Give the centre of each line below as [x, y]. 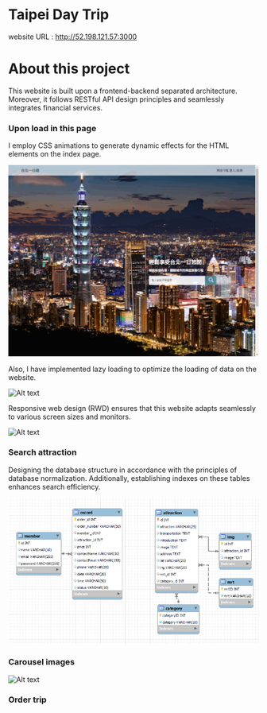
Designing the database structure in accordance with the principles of [122, 470]
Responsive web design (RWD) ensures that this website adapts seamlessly [132, 408]
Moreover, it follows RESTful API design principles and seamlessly [116, 99]
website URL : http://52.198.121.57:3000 [73, 37]
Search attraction [43, 452]
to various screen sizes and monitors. [70, 417]
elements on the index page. [55, 154]
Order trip [27, 699]
